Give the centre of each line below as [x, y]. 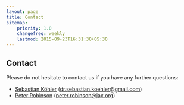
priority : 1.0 [34, 28]
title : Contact [25, 17]
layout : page [22, 12]
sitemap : [17, 23]
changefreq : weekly [41, 34]
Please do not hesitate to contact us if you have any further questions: [92, 77]
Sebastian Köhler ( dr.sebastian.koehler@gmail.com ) [78, 89]
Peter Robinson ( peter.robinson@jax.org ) [65, 95]
